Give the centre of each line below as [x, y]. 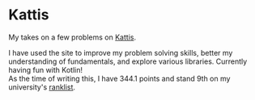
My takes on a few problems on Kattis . [72, 37]
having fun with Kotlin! [46, 69]
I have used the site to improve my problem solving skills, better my [121, 52]
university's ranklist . [42, 87]
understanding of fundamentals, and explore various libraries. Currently [128, 61]
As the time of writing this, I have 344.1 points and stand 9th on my [119, 78]
